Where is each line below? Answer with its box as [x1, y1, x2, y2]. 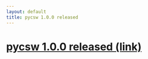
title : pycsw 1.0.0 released [6, 14, 78, 20]
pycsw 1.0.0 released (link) [6, 40, 142, 54]
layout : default [6, 8, 46, 15]
